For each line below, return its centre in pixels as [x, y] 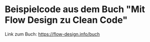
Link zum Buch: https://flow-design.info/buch [52, 34]
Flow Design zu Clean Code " [66, 20]
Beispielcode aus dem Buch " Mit [75, 9]
